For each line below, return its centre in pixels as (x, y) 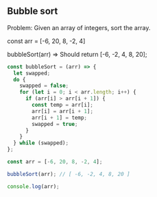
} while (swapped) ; (41, 143)
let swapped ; (32, 73)
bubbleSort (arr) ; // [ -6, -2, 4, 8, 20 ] (69, 174)
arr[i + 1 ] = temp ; (60, 118)
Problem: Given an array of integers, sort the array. (79, 27)
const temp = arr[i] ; (63, 105)
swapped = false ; (44, 86)
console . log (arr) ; (33, 186)
